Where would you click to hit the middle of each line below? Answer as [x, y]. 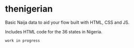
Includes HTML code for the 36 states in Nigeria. [54, 32]
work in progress [23, 40]
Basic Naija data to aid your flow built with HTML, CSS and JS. [67, 22]
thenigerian [29, 9]
